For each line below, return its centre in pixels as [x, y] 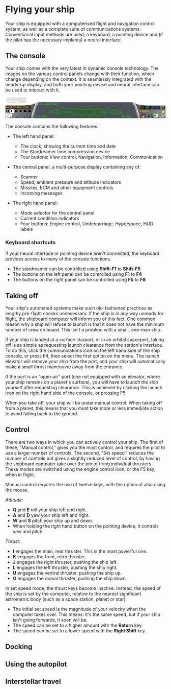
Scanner [29, 177]
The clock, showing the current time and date [68, 146]
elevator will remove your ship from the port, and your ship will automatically [85, 361]
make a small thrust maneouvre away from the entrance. [64, 367]
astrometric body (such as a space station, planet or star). [66, 599]
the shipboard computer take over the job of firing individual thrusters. [79, 464]
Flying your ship [40, 9]
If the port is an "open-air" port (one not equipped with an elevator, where [83, 377]
